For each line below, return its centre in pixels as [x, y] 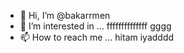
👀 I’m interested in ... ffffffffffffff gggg [95, 26]
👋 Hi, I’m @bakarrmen [65, 15]
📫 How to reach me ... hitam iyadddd [97, 37]
